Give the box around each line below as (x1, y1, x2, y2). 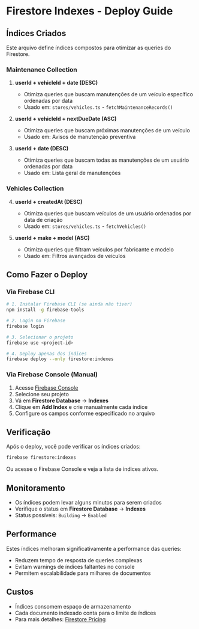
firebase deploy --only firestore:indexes (6, 356, 114, 362)
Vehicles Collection (6, 185, 64, 193)
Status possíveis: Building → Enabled (14, 512, 107, 519)
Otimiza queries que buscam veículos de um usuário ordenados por (23, 209, 192, 217)
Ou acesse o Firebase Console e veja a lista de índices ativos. (6, 465, 159, 473)
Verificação (6, 427, 51, 437)
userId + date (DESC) (14, 145, 69, 152)
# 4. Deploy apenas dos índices (6, 351, 87, 357)
